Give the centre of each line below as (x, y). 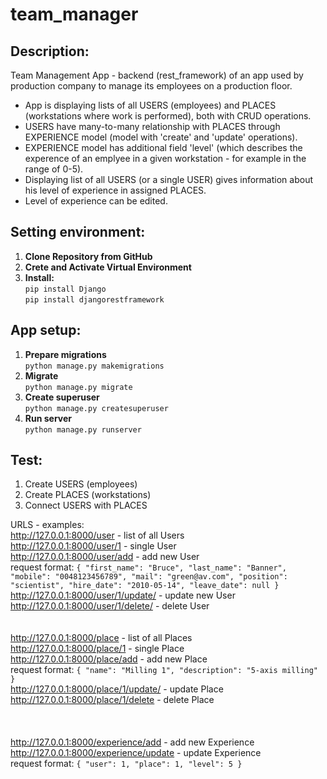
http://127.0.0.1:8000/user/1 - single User (93, 546)
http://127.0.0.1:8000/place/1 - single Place (97, 649)
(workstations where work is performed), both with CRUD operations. (168, 116)
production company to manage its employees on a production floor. (151, 86)
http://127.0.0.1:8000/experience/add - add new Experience (132, 742)
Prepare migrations (65, 354)
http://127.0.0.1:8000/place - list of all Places (101, 638)
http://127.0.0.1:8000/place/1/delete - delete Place (112, 700)
